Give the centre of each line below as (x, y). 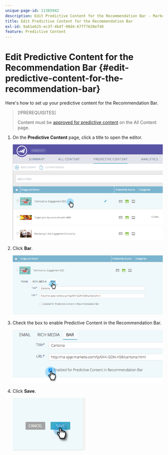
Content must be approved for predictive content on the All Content (87, 122)
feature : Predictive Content (35, 32)
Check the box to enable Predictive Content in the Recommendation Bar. (87, 323)
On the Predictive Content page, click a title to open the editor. (77, 137)
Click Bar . (22, 248)
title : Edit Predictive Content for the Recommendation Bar (69, 21)
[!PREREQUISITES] (36, 113)
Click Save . (24, 391)
